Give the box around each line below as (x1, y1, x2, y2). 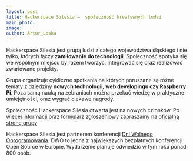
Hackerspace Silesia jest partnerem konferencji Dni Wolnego (6, 130, 153, 138)
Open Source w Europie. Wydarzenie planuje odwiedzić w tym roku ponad (6, 143, 187, 150)
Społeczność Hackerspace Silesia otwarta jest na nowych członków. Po (6, 107, 180, 114)
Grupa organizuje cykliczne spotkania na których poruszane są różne (6, 77, 174, 84)
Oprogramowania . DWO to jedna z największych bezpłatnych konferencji (6, 137, 183, 144)
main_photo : (6, 19, 35, 25)
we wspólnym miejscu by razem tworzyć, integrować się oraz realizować (6, 59, 183, 66)
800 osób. (6, 149, 31, 156)
